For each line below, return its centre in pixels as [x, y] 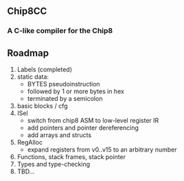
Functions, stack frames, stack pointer [71, 157]
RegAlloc [30, 143]
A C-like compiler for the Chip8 [60, 31]
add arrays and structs [59, 135]
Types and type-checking [54, 165]
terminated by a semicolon [65, 99]
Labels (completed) [45, 70]
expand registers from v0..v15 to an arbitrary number [102, 149]
